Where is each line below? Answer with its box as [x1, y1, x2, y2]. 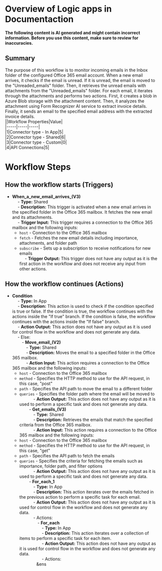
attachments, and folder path [19, 240, 77, 246]
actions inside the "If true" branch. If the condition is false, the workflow [12, 313, 156, 319]
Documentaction [5, 14, 74, 25]
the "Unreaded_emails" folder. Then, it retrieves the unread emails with [5, 83, 147, 88]
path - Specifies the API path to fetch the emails [19, 453, 115, 458]
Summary [5, 54, 35, 63]
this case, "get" [19, 448, 50, 453]
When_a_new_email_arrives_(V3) [12, 193, 81, 200]
